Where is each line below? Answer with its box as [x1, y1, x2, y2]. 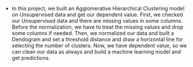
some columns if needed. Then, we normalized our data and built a [11, 30, 175, 37]
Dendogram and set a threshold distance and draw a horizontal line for [11, 36, 184, 43]
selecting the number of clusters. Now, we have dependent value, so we [11, 42, 187, 49]
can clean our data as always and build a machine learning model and [11, 48, 181, 55]
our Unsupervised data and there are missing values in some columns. [11, 17, 183, 24]
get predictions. [11, 55, 50, 61]
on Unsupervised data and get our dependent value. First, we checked [11, 11, 184, 18]
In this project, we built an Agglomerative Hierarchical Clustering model [11, 5, 185, 12]
